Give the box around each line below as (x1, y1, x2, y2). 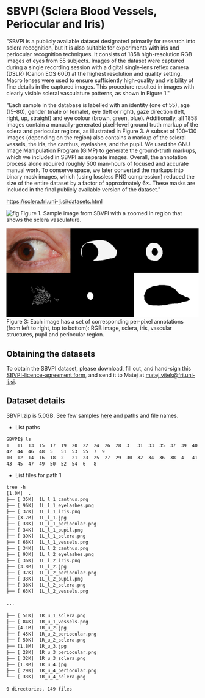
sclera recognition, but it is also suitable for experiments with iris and (6, 44, 179, 51)
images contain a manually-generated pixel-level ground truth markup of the (6, 121, 199, 128)
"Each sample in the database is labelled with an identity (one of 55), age (6, 101, 190, 108)
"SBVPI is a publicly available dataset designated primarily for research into (6, 37, 196, 45)
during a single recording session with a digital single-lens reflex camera (6, 63, 189, 71)
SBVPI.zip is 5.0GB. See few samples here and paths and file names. (6, 412, 179, 419)
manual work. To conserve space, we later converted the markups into (6, 166, 184, 174)
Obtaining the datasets (6, 349, 96, 359)
